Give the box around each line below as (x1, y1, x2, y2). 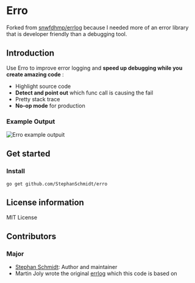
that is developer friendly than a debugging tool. (6, 30, 127, 37)
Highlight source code (15, 82, 71, 90)
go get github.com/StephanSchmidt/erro (6, 181, 108, 187)
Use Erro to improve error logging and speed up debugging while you (6, 64, 183, 71)
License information (6, 198, 84, 208)
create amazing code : (6, 71, 64, 78)
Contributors (6, 231, 57, 242)
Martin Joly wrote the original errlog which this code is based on (15, 270, 178, 278)
